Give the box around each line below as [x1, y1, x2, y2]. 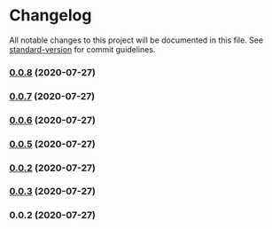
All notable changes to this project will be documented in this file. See [9, 35, 264, 45]
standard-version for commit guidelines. [9, 43, 156, 54]
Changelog [9, 5, 92, 26]
